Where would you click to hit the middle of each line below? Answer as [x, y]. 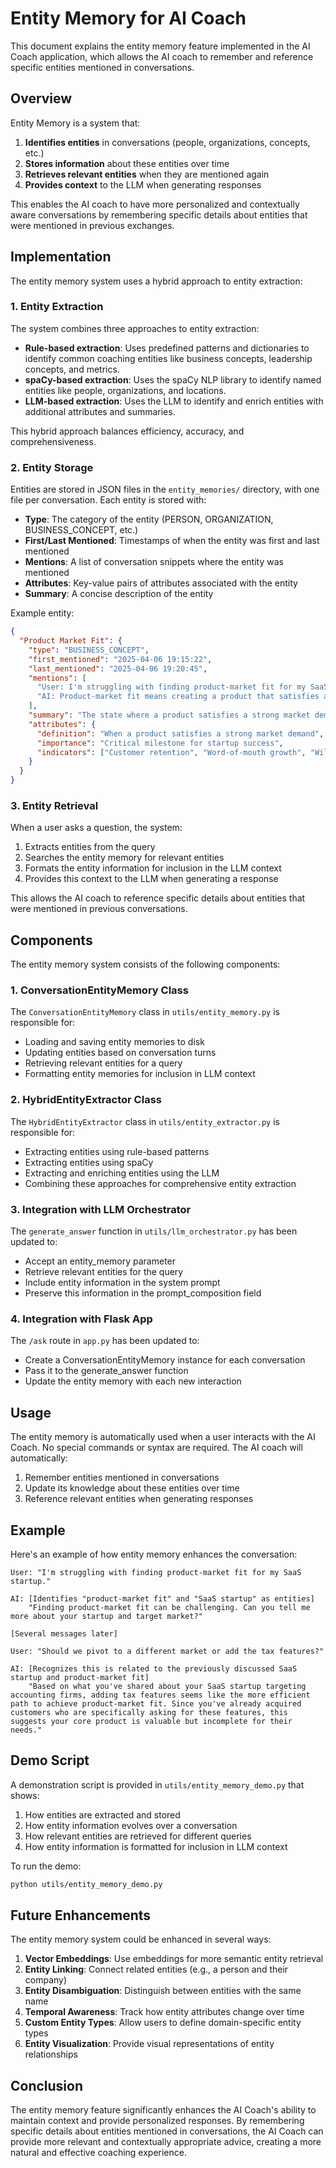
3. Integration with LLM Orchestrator [101, 1209]
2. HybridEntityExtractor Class [86, 1100]
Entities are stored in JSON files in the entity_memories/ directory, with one [165, 489]
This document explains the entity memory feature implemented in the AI [160, 46]
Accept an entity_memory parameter [100, 1261]
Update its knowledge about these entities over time [132, 1488]
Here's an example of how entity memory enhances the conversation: [154, 1554]
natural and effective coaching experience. [98, 2153]
